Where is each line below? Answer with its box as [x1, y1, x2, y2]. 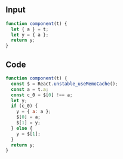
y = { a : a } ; [16, 109, 51, 115]
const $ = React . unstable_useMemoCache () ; [11, 81, 118, 87]
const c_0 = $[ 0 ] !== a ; [11, 92, 73, 98]
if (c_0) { [11, 103, 38, 109]
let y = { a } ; [11, 32, 49, 38]
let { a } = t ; [11, 26, 49, 32]
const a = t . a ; [11, 86, 49, 92]
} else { [11, 125, 33, 131]
